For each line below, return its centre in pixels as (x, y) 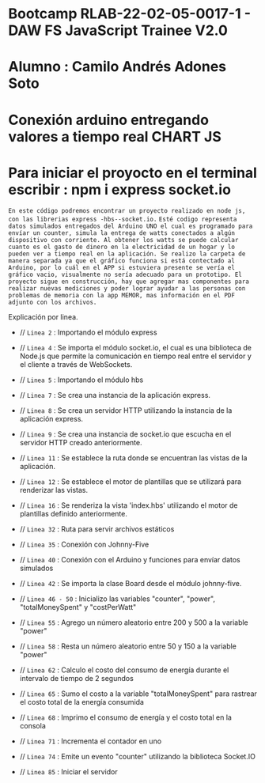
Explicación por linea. (43, 316)
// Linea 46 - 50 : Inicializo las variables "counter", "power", (117, 599)
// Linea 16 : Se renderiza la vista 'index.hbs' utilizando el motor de (129, 505)
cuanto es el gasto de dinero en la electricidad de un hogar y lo (122, 247)
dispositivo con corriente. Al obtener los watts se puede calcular (123, 240)
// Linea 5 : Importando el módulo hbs (81, 380)
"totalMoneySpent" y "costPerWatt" (78, 607)
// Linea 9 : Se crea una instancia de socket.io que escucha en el (125, 434)
